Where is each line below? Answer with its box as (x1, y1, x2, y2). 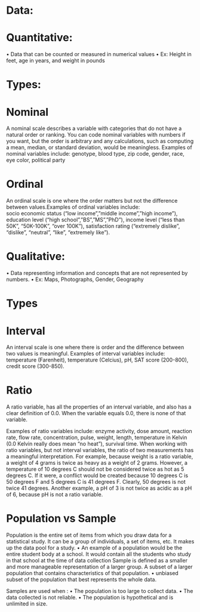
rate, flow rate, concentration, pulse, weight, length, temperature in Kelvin (6, 434, 187, 441)
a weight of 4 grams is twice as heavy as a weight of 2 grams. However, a (6, 459, 188, 466)
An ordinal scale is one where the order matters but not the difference (6, 197, 178, 205)
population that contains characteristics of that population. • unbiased (6, 570, 179, 577)
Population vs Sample (6, 512, 116, 526)
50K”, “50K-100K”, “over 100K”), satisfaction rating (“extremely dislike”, (6, 222, 180, 230)
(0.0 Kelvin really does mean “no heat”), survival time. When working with (6, 440, 187, 447)
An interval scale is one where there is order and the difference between (6, 344, 184, 351)
